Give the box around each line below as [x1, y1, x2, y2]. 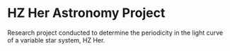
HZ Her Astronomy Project [7, 5, 166, 21]
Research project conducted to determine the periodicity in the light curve [7, 28, 224, 37]
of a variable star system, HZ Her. [7, 35, 105, 44]
